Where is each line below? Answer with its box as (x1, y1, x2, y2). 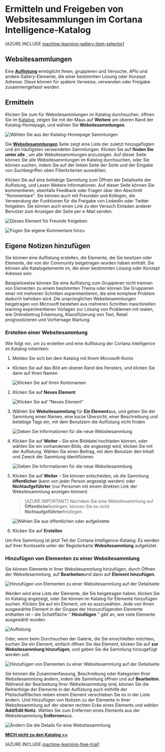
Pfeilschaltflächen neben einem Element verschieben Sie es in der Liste (5, 691, 150, 697)
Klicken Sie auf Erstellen (12, 527, 63, 534)
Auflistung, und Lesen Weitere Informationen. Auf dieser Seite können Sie (5, 182, 155, 188)
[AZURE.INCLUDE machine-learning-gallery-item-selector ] (5, 40, 125, 46)
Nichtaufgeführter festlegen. (24, 509, 84, 515)
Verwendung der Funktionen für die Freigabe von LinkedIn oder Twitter (5, 198, 149, 203)
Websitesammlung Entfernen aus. (5, 712, 73, 718)
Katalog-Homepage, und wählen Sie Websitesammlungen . (5, 122, 126, 128)
